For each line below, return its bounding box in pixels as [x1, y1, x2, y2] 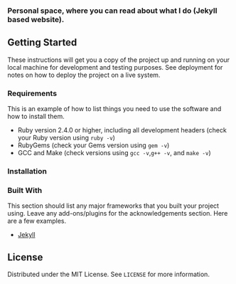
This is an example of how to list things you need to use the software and [7, 105, 222, 113]
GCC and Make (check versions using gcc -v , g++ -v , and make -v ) [17, 149, 211, 157]
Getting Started [7, 36, 77, 48]
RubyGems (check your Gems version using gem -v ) [17, 141, 170, 149]
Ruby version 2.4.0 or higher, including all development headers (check [17, 126, 227, 135]
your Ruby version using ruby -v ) [17, 134, 116, 142]
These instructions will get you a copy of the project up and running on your [7, 56, 230, 64]
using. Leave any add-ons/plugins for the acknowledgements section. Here [7, 209, 228, 218]
